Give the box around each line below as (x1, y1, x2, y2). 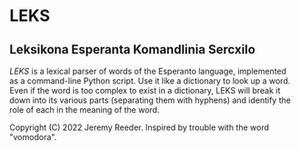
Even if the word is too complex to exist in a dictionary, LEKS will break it (9, 85, 281, 95)
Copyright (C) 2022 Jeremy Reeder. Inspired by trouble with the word (9, 122, 270, 133)
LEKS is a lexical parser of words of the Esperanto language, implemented (9, 65, 287, 76)
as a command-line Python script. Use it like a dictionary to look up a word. (9, 75, 291, 86)
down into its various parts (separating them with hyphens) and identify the (9, 95, 291, 105)
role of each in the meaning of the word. (9, 105, 160, 115)
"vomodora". (9, 132, 57, 142)
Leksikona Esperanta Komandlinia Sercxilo (9, 42, 256, 57)
